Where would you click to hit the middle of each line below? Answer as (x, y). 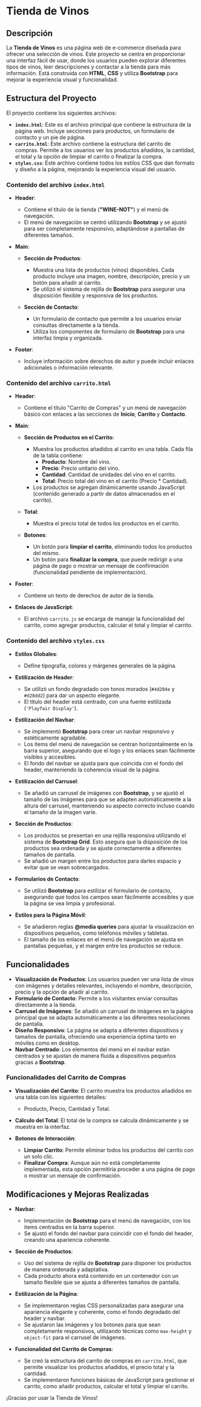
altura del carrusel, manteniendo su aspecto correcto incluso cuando (109, 806)
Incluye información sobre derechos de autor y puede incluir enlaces (109, 361)
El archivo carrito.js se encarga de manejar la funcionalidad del (104, 619)
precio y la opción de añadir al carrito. (62, 992)
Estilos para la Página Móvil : (51, 915)
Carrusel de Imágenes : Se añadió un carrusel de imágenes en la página (104, 1011)
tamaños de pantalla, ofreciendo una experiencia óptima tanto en (95, 1036)
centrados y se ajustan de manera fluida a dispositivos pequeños (95, 1056)
